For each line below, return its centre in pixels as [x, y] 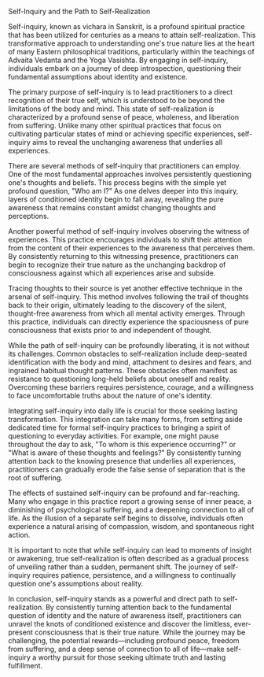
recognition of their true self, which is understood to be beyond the [117, 100]
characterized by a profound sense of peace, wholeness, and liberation [124, 117]
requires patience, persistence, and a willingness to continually [134, 575]
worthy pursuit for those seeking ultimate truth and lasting [132, 657]
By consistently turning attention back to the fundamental [139, 607]
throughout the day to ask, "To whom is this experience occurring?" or [122, 444]
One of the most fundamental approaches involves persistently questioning [130, 174]
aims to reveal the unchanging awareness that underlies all [127, 142]
